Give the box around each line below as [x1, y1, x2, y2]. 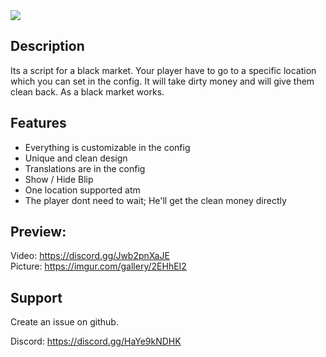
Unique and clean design [24, 152, 128, 164]
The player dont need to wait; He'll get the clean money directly [24, 194, 287, 206]
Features [10, 115, 67, 132]
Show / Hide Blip [24, 173, 94, 185]
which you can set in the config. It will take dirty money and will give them [10, 75, 315, 87]
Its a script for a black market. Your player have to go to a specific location [10, 64, 317, 76]
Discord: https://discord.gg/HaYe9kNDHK [10, 335, 182, 348]
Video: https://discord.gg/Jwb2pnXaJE [10, 250, 170, 262]
